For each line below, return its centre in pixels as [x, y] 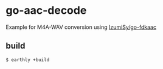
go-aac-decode [46, 10]
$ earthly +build [28, 60]
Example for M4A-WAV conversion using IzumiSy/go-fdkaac [81, 27]
